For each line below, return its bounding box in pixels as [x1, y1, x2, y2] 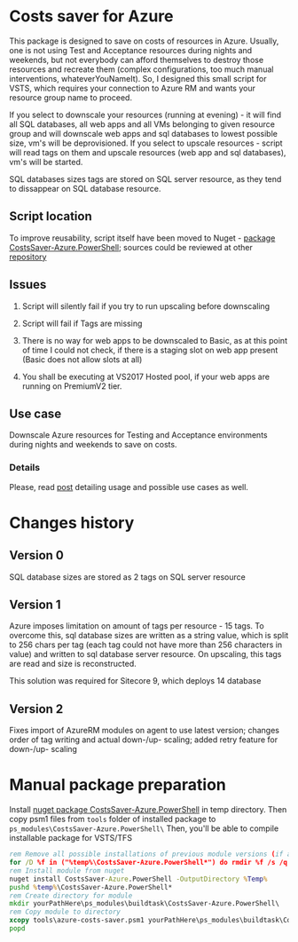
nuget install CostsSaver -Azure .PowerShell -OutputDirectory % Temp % [9, 875, 268, 883]
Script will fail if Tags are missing [21, 318, 143, 329]
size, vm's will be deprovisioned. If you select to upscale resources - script [9, 138, 283, 148]
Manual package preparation [9, 775, 226, 796]
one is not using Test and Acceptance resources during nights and [9, 44, 253, 55]
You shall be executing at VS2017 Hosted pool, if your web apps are [21, 371, 271, 382]
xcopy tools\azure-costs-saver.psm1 [9, 916, 145, 925]
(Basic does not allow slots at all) [21, 353, 143, 365]
